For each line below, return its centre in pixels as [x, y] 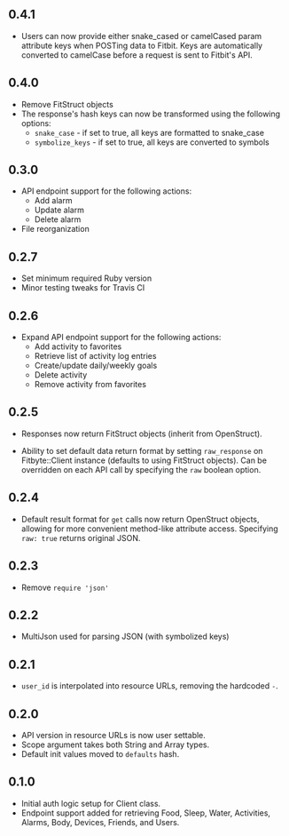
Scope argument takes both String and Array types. [115, 744]
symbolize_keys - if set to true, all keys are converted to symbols [152, 142]
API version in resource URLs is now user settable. [113, 735]
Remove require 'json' [65, 587]
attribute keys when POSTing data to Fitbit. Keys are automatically [142, 45]
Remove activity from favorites [90, 385]
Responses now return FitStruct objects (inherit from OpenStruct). [141, 434]
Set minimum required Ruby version [86, 278]
